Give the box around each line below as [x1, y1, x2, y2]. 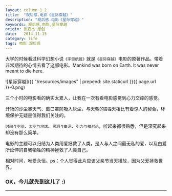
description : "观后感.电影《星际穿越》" [5, 17, 84, 22]
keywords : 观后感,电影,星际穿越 [5, 22, 68, 27]
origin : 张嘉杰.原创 [5, 27, 45, 32]
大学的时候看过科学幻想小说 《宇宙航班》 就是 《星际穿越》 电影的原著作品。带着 [5, 55, 163, 62]
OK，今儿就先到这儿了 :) [5, 178, 66, 185]
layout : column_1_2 [5, 7, 47, 13]
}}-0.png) [5, 84, 26, 90]
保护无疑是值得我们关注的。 [9, 112, 68, 118]
